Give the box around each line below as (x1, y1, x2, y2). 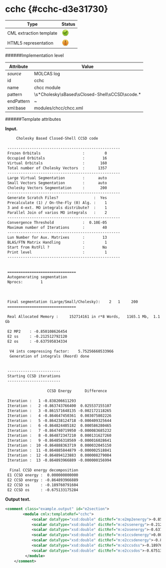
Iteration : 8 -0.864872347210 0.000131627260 (7, 433, 112, 438)
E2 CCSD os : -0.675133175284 (7, 487, 79, 492)
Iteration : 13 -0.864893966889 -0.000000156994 (7, 458, 112, 463)
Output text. (5, 496, 31, 502)
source (7, 71, 22, 77)
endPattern (7, 98, 30, 104)
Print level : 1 (7, 250, 107, 255)
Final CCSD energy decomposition (9, 467, 79, 472)
